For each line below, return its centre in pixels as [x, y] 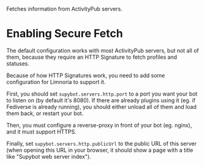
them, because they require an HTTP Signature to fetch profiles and [92, 57]
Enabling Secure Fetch [65, 34]
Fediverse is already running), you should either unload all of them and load [102, 107]
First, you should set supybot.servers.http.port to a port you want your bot [102, 94]
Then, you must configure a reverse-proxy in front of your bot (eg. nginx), [99, 125]
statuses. [18, 63]
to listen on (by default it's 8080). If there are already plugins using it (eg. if [101, 100]
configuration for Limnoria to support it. [56, 81]
